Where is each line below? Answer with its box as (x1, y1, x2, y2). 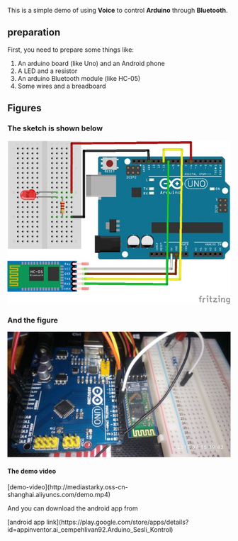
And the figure (7, 315, 59, 325)
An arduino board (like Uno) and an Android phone (17, 59, 165, 67)
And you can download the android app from (7, 503, 138, 513)
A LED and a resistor (17, 67, 78, 75)
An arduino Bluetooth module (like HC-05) (17, 74, 141, 82)
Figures (7, 102, 42, 114)
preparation (7, 26, 61, 38)
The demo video (7, 467, 57, 476)
